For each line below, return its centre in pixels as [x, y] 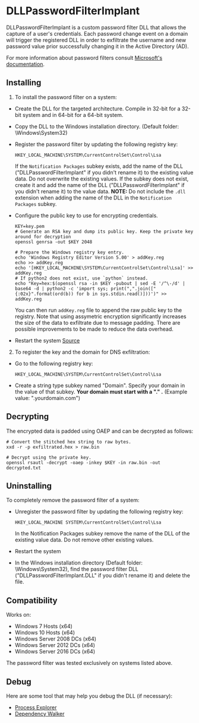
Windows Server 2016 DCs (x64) [55, 652]
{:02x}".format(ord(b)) [44, 294]
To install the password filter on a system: [66, 97]
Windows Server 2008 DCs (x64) [56, 639]
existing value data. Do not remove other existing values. [84, 540]
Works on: [19, 615]
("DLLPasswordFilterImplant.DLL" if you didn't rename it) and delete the [102, 575]
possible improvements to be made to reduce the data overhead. [94, 329]
